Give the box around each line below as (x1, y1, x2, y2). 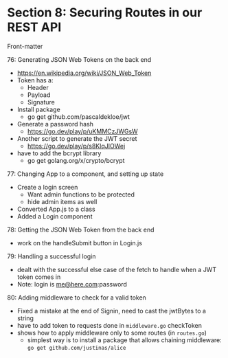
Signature (27, 98, 55, 106)
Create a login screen (16, 183, 78, 191)
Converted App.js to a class (16, 205, 96, 213)
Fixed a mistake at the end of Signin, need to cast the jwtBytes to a (16, 306, 206, 315)
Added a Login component (16, 212, 93, 221)
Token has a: (16, 76, 54, 84)
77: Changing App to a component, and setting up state (7, 170, 164, 178)
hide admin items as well (27, 197, 98, 205)
